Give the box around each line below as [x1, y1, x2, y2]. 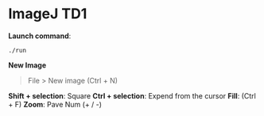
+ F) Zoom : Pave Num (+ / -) [8, 99, 102, 109]
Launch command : [8, 31, 72, 41]
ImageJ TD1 [8, 5, 87, 23]
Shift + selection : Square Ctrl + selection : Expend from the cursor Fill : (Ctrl [8, 91, 256, 100]
